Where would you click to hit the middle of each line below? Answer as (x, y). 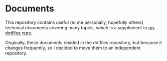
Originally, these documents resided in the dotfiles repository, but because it (83, 42)
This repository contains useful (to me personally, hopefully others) (74, 22)
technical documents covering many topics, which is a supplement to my (80, 27)
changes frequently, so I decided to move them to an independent (73, 48)
